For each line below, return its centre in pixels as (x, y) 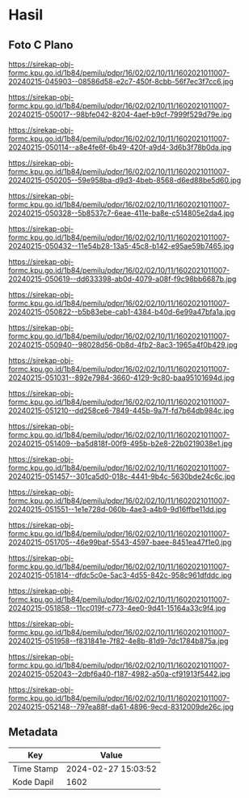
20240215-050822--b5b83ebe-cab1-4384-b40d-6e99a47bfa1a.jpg (122, 312)
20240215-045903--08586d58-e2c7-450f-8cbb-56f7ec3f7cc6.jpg (121, 81)
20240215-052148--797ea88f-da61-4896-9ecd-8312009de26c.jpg (121, 707)
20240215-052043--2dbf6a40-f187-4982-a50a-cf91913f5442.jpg (119, 674)
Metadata (33, 732)
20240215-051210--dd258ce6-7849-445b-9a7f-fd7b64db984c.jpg (121, 410)
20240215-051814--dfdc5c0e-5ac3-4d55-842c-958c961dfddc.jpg (120, 575)
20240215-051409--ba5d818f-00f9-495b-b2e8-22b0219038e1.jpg (120, 444)
